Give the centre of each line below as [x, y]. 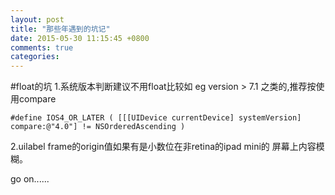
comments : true [42, 47]
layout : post [37, 19]
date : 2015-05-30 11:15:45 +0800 [80, 38]
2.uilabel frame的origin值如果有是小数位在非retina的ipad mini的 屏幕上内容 [163, 147]
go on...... [30, 179]
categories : [35, 57]
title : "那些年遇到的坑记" [60, 29]
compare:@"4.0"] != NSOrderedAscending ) [98, 127]
